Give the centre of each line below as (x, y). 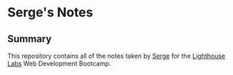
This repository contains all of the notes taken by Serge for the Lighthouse (116, 56)
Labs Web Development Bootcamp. (59, 64)
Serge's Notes (50, 12)
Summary (30, 39)
